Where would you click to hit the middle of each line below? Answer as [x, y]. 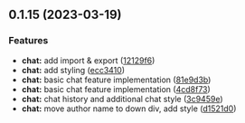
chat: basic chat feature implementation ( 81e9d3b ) [116, 80]
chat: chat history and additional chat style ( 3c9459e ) [122, 99]
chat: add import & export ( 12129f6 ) [88, 60]
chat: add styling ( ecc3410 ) [73, 70]
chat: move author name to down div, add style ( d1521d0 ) [129, 109]
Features [28, 41]
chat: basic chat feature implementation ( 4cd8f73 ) [116, 89]
